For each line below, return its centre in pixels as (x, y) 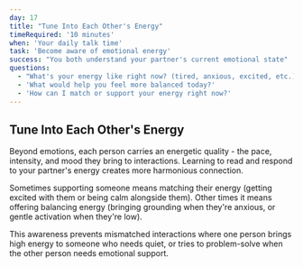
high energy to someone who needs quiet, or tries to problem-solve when (146, 244)
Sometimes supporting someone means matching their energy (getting (141, 188)
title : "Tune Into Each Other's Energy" (87, 26)
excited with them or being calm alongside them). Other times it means (141, 198)
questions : (30, 69)
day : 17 (24, 18)
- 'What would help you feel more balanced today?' (117, 85)
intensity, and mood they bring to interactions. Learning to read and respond (151, 161)
